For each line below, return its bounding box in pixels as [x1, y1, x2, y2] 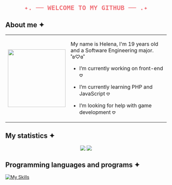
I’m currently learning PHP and [79, 83, 153, 90]
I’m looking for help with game [79, 101, 152, 109]
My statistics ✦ [5, 132, 55, 140]
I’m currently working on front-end [79, 65, 163, 72]
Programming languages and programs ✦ [5, 160, 140, 169]
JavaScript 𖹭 [79, 90, 110, 97]
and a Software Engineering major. [71, 47, 154, 54]
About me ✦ [5, 20, 45, 29]
